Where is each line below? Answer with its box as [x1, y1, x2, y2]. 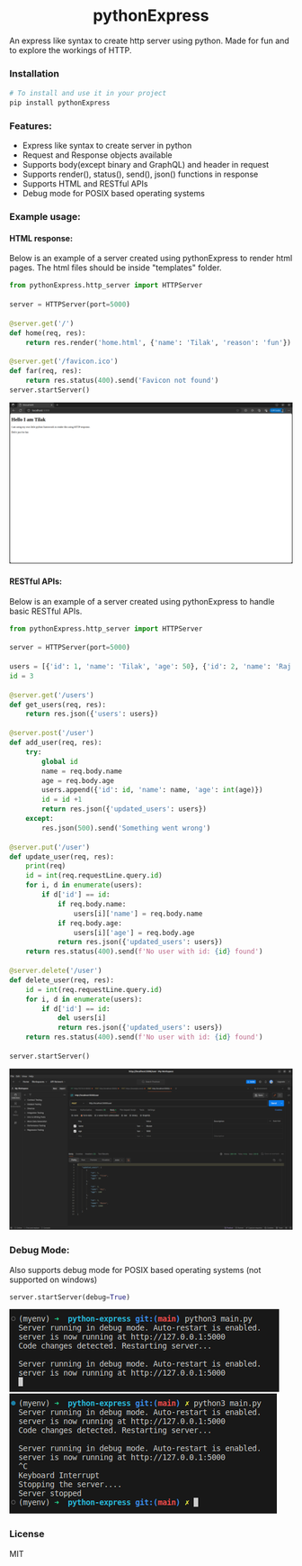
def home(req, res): [9, 328, 87, 338]
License [9, 1528, 45, 1541]
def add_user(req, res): [9, 738, 102, 748]
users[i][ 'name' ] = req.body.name [73, 909, 203, 918]
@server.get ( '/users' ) [9, 690, 94, 699]
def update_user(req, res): [9, 852, 115, 861]
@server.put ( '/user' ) [9, 842, 91, 851]
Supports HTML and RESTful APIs [22, 178, 148, 189]
